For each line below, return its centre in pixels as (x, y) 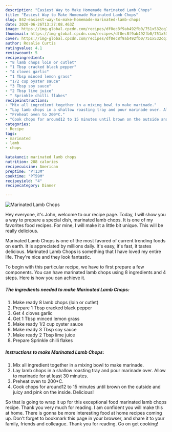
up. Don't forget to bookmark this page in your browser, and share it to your (85, 418)
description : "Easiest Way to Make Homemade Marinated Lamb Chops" (79, 10)
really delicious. (22, 231)
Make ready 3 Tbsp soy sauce (45, 330)
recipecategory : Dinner (31, 186)
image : (12, 29)
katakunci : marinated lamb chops (41, 157)
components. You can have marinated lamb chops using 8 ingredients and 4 (86, 272)
